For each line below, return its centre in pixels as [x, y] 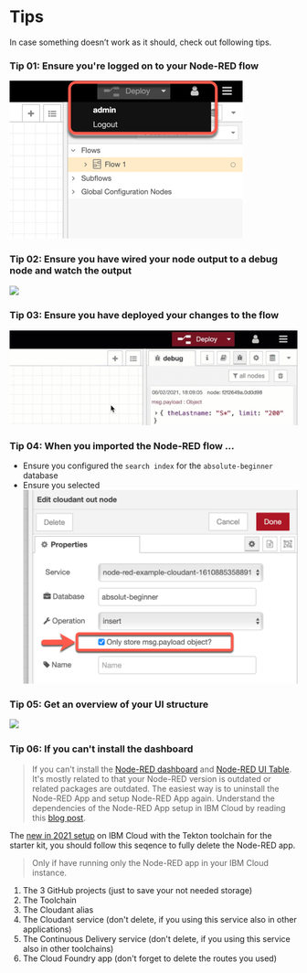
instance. [49, 872]
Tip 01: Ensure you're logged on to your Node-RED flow [134, 66]
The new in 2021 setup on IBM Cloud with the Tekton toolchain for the [141, 835]
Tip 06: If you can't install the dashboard [101, 749]
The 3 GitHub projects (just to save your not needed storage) [138, 890]
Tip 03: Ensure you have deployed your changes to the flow [144, 315]
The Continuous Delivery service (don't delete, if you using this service [156, 938]
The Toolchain [50, 900]
